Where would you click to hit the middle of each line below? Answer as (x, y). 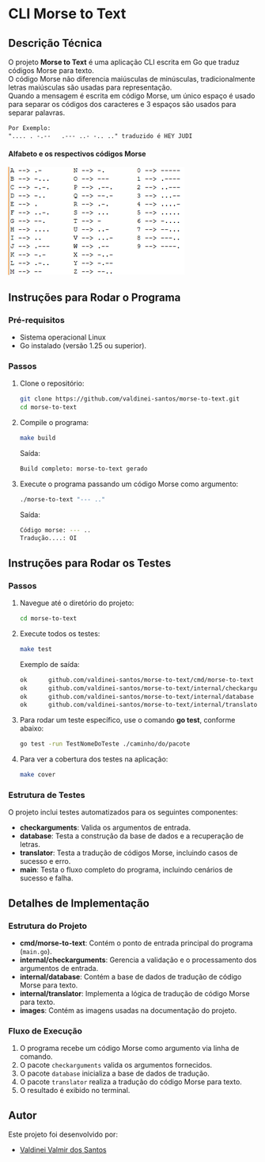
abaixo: (32, 729)
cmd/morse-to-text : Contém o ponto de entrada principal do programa (136, 943)
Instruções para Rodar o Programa (95, 297)
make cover (38, 775)
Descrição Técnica (55, 43)
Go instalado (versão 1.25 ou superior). (83, 345)
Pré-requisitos (36, 320)
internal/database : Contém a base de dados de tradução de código (131, 976)
